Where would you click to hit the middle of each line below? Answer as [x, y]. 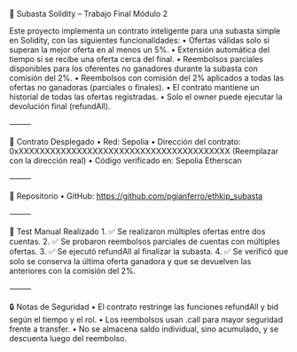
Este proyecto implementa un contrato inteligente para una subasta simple [145, 31]
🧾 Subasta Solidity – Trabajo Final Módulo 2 [89, 14]
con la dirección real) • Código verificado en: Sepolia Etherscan [125, 160]
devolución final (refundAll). [60, 106]
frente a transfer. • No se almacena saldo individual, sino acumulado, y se [144, 329]
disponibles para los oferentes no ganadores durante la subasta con [134, 68]
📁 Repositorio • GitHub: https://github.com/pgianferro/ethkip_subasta [136, 196]
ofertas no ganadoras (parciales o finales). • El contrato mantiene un [134, 87]
